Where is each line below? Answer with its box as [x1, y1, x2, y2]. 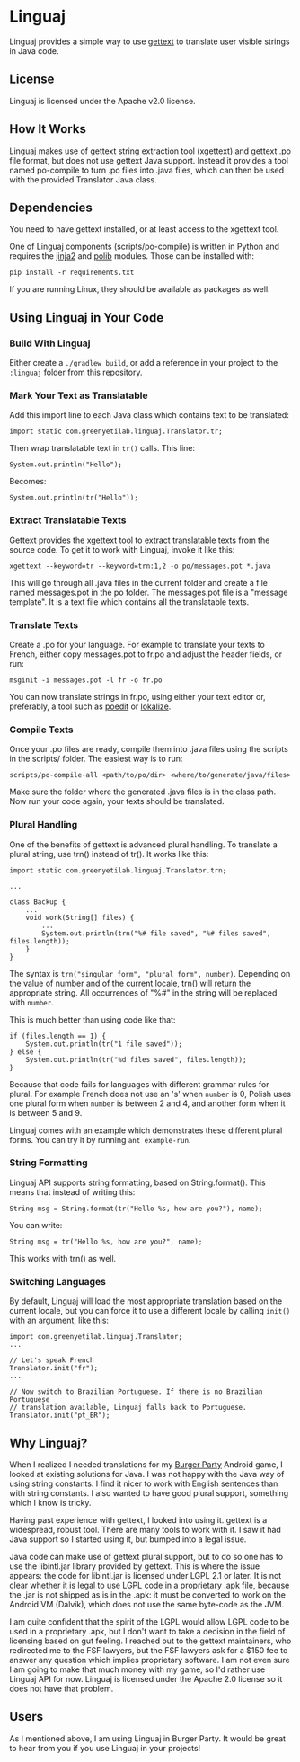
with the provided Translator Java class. [9, 173, 157, 185]
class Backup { [9, 897, 66, 907]
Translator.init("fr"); [9, 1364, 99, 1373]
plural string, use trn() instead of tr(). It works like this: [9, 848, 209, 859]
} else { [9, 1047, 42, 1057]
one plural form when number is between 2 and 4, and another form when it [9, 1098, 286, 1109]
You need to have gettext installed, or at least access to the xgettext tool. [9, 224, 279, 235]
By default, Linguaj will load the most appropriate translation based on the [9, 1296, 283, 1306]
